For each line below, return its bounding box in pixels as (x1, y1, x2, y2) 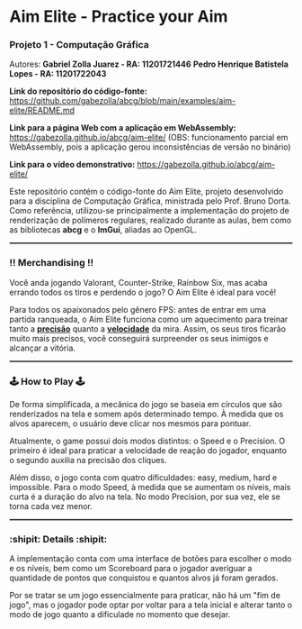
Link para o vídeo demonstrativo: (9, 160, 136, 170)
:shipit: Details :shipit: (9, 533, 108, 545)
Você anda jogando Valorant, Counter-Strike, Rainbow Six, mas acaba (9, 277, 268, 287)
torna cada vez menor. (9, 501, 93, 512)
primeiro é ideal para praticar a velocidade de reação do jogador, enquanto (9, 445, 288, 456)
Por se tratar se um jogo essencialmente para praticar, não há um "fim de (9, 590, 281, 601)
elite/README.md (9, 105, 75, 116)
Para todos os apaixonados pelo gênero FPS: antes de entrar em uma (9, 304, 267, 314)
